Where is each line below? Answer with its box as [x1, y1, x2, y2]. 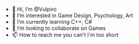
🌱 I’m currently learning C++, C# [11, 18, 92, 25]
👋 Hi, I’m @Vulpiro [11, 6, 57, 12]
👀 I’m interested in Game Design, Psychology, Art [11, 12, 134, 19]
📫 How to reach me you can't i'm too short [11, 32, 119, 38]
